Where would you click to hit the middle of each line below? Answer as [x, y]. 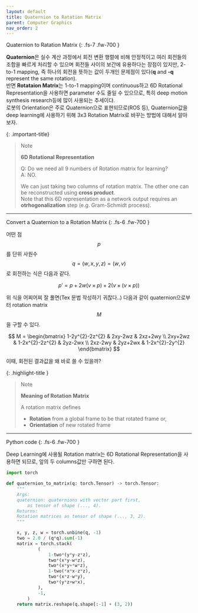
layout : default [26, 12]
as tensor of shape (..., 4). [64, 505]
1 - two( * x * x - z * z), [70, 571]
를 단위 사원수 [22, 254]
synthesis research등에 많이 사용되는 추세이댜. [61, 100]
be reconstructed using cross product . [68, 193]
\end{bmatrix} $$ [99, 349]
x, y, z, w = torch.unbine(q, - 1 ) [59, 533]
